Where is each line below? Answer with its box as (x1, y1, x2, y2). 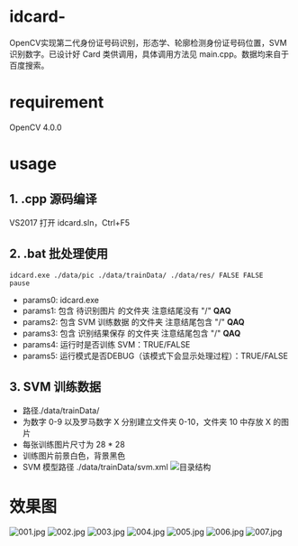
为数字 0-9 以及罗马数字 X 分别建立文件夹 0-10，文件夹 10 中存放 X (22, 416, 272, 427)
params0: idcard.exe (22, 294, 99, 305)
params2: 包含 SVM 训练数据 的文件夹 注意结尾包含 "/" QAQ (22, 316, 245, 327)
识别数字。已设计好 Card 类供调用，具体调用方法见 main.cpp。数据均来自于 (9, 48, 290, 60)
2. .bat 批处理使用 (9, 246, 108, 262)
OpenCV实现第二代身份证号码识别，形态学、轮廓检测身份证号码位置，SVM (9, 37, 287, 48)
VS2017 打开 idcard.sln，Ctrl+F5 (9, 217, 131, 227)
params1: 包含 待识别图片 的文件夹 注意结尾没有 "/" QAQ (22, 305, 231, 316)
